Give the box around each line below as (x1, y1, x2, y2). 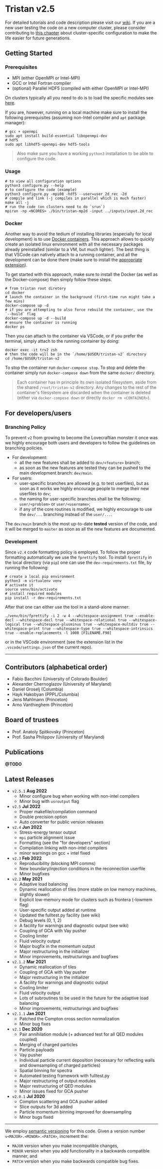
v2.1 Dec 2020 (12, 1026, 43, 1032)
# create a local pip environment (5, 574, 75, 579)
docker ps (5, 325, 25, 329)
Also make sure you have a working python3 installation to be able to (16, 150, 154, 156)
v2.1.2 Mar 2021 (12, 959, 46, 965)
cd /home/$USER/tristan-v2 (5, 356, 60, 361)
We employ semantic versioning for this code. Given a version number (5, 1128, 146, 1134)
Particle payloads (19, 1047, 54, 1053)
